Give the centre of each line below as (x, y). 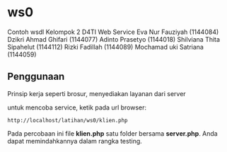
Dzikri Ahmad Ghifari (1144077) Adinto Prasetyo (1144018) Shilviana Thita (114, 39)
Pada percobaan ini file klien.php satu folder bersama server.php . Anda (112, 133)
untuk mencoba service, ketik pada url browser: (77, 107)
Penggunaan (36, 77)
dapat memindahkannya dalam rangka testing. (75, 141)
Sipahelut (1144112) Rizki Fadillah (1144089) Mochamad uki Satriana (105, 47)
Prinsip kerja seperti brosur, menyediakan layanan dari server (97, 93)
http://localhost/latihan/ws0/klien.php (68, 120)
